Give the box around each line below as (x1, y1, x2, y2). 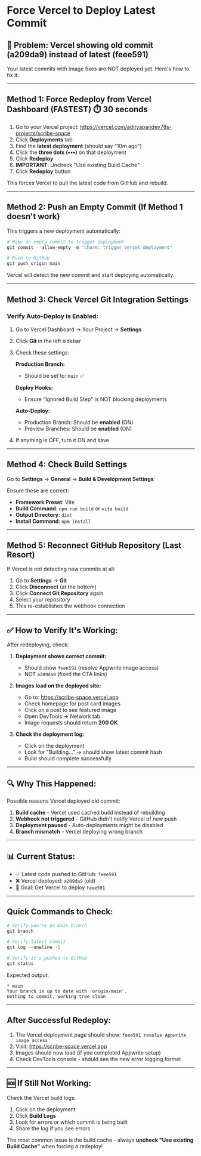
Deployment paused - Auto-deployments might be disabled (15, 822, 163, 829)
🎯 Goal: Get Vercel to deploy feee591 (15, 884, 106, 891)
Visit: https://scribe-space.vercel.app (15, 1043, 107, 1050)
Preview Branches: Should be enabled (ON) (24, 425, 132, 432)
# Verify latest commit (7, 939, 66, 945)
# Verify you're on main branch (7, 923, 87, 929)
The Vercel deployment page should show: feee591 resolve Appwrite (15, 1031, 187, 1038)
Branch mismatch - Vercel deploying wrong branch (15, 828, 143, 836)
